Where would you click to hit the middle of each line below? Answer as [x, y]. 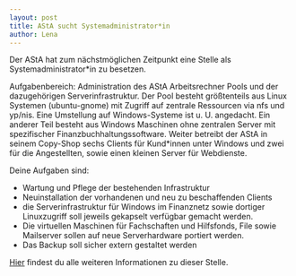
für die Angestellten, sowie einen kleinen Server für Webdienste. [128, 153]
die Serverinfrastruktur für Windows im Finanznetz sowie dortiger [144, 207]
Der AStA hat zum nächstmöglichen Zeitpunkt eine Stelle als [120, 60]
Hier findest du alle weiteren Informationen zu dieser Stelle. [119, 263]
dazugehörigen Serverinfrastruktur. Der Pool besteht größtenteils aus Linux [148, 96]
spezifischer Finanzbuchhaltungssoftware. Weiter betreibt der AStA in [139, 134]
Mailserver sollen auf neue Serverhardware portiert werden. [133, 236]
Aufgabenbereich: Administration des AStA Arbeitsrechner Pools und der [144, 87]
